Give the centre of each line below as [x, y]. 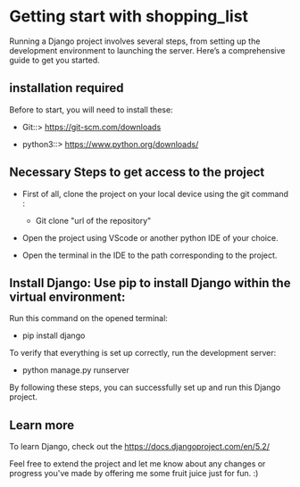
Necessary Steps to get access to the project [137, 173]
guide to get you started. [54, 60]
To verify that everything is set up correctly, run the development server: [143, 353]
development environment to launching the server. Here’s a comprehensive [147, 50]
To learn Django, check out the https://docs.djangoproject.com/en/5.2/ [140, 447]
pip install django [54, 335]
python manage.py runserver [75, 370]
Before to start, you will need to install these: [91, 110]
